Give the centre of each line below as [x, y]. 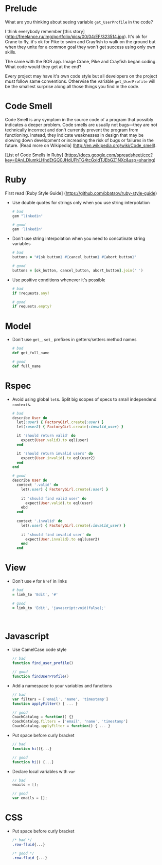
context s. [22, 404]
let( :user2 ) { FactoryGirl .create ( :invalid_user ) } [70, 427]
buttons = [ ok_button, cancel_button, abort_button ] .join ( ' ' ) [78, 270]
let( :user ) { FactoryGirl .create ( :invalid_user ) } [73, 525]
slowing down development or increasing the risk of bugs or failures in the [80, 140]
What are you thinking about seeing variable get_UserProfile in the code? [79, 22]
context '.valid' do [37, 485]
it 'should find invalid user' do [56, 535]
